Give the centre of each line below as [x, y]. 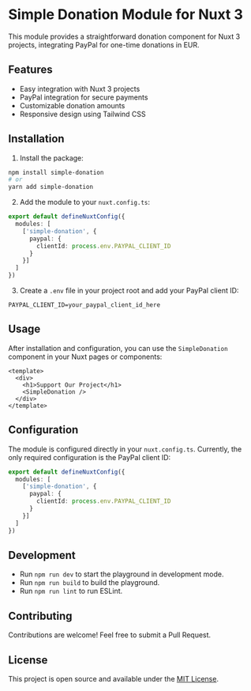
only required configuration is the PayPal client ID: [90, 457]
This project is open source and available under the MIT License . [114, 679]
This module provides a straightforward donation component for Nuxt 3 [124, 36]
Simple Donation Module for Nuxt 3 [126, 15]
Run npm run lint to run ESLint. [71, 591]
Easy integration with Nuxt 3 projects [80, 89]
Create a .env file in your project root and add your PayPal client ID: [129, 291]
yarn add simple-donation [51, 187]
